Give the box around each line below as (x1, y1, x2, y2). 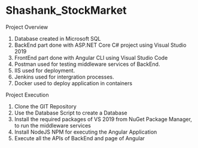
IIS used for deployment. (14, 67, 75, 74)
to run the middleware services (14, 122, 91, 129)
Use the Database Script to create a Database (14, 109, 127, 116)
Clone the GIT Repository (14, 102, 77, 110)
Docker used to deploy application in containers (14, 79, 133, 87)
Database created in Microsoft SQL (14, 35, 101, 42)
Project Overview (5, 23, 48, 31)
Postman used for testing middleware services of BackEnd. (14, 61, 160, 68)
